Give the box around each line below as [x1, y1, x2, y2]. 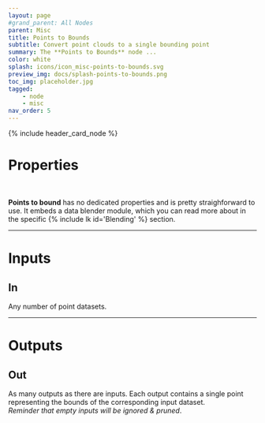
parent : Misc [8, 26, 51, 34]
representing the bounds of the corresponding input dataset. [8, 397, 206, 406]
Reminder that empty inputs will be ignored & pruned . [8, 406, 182, 415]
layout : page [8, 11, 51, 20]
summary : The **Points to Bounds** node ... [8, 48, 157, 56]
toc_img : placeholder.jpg [8, 77, 93, 85]
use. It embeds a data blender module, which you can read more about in [8, 206, 246, 215]
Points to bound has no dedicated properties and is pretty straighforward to [8, 197, 256, 207]
